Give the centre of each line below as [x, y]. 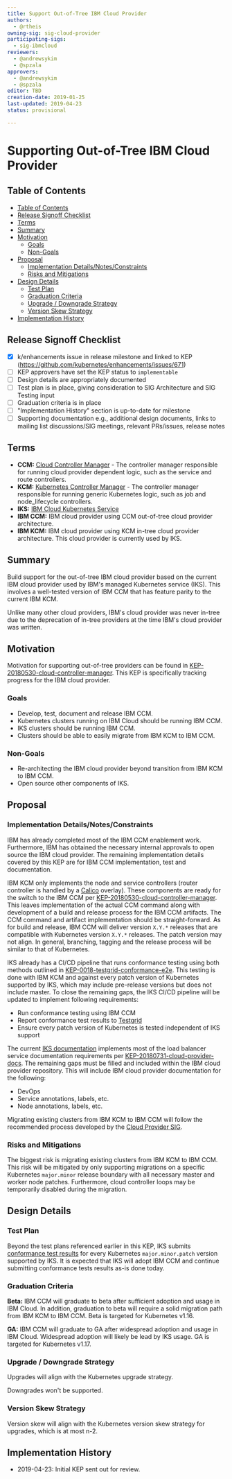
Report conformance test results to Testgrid [79, 1020]
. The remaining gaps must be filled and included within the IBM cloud [121, 1063]
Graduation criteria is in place [59, 402]
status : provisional [37, 110]
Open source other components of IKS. [73, 784]
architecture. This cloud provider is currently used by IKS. [99, 538]
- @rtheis [27, 26]
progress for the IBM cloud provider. [59, 680]
